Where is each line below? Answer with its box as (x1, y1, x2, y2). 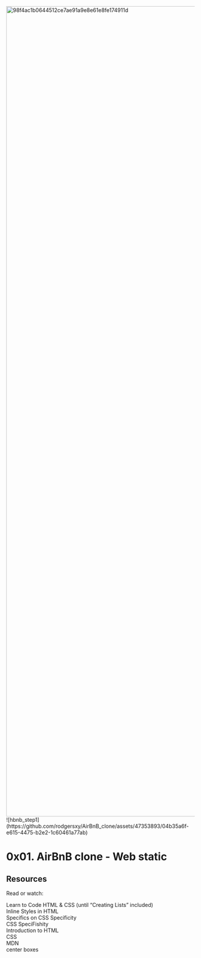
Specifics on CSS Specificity (6, 914, 77, 921)
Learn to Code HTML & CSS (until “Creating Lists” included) (6, 902, 154, 908)
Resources (6, 873, 47, 884)
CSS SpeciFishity (6, 921, 49, 927)
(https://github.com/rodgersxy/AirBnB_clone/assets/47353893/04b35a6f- (6, 822, 189, 830)
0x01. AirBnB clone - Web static (6, 850, 167, 864)
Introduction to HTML (6, 927, 59, 934)
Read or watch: (6, 890, 44, 897)
